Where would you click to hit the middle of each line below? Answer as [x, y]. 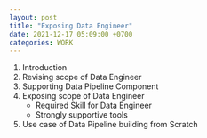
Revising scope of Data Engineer [82, 77]
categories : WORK [41, 42]
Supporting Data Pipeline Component [90, 86]
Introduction [44, 68]
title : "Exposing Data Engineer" [71, 26]
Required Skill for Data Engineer [94, 106]
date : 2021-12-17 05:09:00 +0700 [71, 34]
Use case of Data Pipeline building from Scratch [110, 125]
